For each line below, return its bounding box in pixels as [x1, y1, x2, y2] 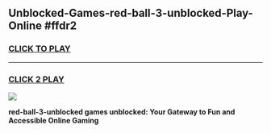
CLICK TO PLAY [8, 44, 71, 55]
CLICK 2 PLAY [8, 73, 65, 85]
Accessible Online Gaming [8, 115, 99, 125]
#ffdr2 [44, 19, 77, 33]
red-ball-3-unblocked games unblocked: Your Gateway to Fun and [8, 106, 236, 116]
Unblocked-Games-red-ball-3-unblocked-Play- [8, 6, 254, 20]
